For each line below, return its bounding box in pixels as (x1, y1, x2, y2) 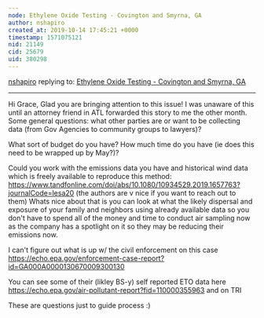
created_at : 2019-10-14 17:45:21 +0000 (8, 26, 139, 34)
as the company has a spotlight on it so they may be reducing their (8, 221, 224, 231)
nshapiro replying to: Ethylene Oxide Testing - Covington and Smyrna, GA (8, 76, 246, 86)
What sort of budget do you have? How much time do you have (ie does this (8, 139, 255, 149)
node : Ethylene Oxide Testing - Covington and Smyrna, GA (8, 11, 202, 20)
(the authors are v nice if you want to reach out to (75, 188, 236, 197)
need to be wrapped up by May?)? (8, 148, 119, 157)
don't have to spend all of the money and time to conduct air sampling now (8, 213, 251, 222)
